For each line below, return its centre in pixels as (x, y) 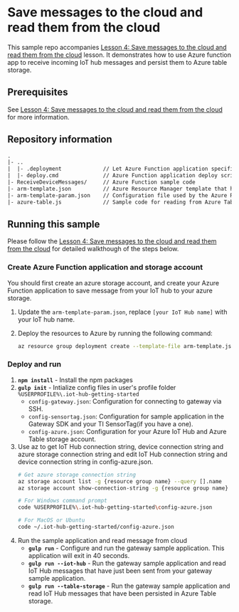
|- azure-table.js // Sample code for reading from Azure (114, 202)
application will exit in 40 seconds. (79, 555)
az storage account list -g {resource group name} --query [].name (120, 481)
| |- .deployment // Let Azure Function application (108, 169)
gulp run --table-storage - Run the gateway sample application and (129, 586)
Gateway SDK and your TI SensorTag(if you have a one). (111, 423)
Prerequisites (38, 92)
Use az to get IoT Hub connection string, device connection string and (121, 446)
